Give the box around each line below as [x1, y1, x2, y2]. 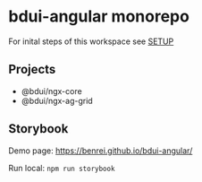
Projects [8, 62, 56, 77]
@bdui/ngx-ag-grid [21, 95, 93, 106]
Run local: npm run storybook [8, 162, 115, 173]
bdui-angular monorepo [8, 6, 189, 27]
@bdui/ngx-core [21, 85, 82, 96]
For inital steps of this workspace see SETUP [8, 36, 174, 47]
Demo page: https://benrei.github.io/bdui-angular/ [8, 145, 193, 156]
